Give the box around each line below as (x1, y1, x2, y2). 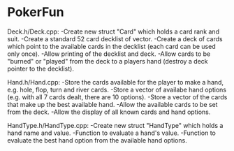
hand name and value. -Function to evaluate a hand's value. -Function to (7, 129, 217, 137)
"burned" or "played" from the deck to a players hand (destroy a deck (7, 57, 208, 65)
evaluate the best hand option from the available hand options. (7, 136, 187, 144)
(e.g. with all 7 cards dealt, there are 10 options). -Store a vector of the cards (7, 92, 228, 101)
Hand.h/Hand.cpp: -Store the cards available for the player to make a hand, (7, 78, 224, 86)
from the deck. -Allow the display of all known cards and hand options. (7, 108, 211, 116)
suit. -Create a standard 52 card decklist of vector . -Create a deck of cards (7, 34, 223, 43)
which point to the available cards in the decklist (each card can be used (7, 42, 216, 50)
